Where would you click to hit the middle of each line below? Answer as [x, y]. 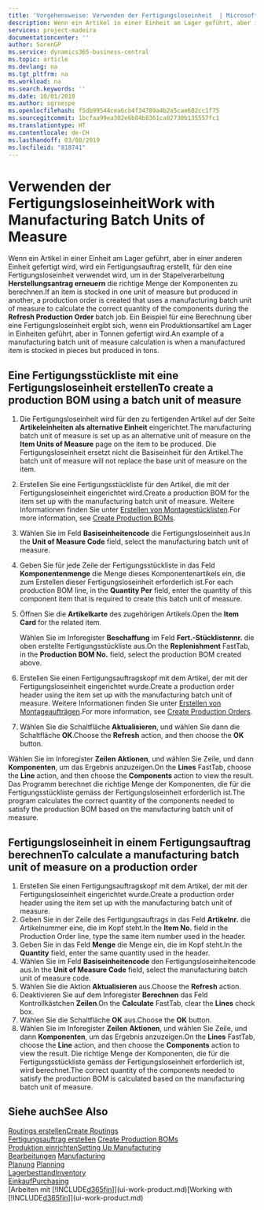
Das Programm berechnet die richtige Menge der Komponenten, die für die [130, 784]
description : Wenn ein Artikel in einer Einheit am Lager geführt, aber [130, 23]
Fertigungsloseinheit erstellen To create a [111, 387]
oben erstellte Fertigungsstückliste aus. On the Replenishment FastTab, [135, 646]
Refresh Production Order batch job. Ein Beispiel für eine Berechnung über [130, 317]
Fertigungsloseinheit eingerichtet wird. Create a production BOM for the [134, 493]
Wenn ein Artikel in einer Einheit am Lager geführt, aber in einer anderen [125, 259]
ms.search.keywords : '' [47, 89]
